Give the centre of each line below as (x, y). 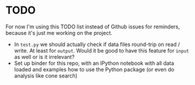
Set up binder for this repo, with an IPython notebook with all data (94, 63)
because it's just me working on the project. (59, 32)
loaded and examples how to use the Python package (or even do (94, 69)
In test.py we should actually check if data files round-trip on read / (97, 44)
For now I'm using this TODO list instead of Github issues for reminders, (93, 27)
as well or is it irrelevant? (44, 57)
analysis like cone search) (46, 76)
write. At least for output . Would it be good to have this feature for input (102, 50)
